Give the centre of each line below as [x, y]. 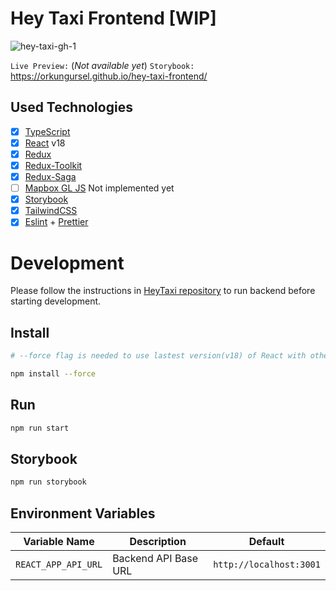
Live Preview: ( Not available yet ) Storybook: [102, 65]
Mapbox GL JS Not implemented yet [99, 188]
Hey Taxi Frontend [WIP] [113, 18]
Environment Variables [83, 513]
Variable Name [59, 541]
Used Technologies [71, 107]
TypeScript [47, 131]
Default [266, 541]
